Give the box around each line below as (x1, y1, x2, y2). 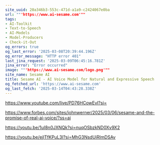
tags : (5, 16, 16, 21)
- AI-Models (5, 30, 30, 35)
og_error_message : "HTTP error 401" (5, 53, 81, 59)
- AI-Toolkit (5, 21, 32, 26)
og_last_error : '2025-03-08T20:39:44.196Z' (5, 49, 97, 54)
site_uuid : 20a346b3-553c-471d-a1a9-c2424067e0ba (5, 7, 110, 12)
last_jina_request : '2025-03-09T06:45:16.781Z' (5, 58, 106, 63)
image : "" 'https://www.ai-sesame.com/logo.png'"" (5, 68, 110, 73)
